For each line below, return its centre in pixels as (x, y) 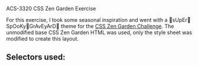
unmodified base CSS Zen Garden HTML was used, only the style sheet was (99, 32)
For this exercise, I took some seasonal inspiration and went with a (87, 20)
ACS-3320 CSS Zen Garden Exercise (51, 9)
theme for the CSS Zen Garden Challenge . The (118, 26)
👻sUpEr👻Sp (180, 20)
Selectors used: (36, 57)
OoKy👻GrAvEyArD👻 (33, 26)
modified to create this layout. (42, 39)
